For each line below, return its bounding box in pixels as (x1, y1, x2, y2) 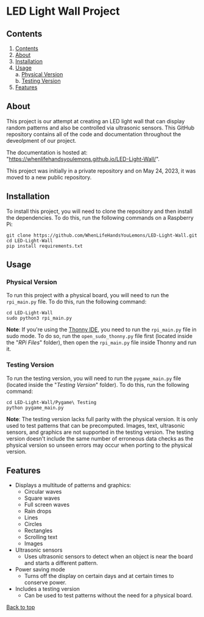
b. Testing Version (15, 78, 61, 84)
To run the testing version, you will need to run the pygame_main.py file (6, 374, 181, 382)
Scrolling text (24, 533, 58, 541)
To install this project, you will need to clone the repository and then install (6, 207, 193, 215)
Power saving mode (15, 566, 65, 573)
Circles (24, 521, 43, 528)
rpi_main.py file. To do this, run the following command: (6, 298, 147, 306)
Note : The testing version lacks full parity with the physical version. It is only (6, 415, 198, 422)
